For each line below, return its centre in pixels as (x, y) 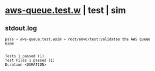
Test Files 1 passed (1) (30, 60)
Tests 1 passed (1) (25, 56)
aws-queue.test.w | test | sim (65, 10)
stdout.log (21, 28)
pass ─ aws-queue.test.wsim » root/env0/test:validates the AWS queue (78, 39)
